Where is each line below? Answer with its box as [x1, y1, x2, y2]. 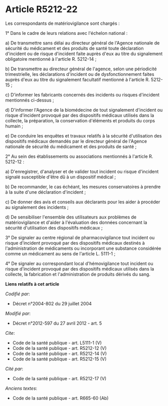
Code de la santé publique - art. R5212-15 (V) [12, 355, 107, 362]
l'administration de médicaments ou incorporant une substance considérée [5, 245, 161, 251]
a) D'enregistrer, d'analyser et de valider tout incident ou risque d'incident [5, 168, 159, 174]
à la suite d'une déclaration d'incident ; [5, 189, 86, 195]
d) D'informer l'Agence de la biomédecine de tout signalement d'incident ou [5, 107, 163, 113]
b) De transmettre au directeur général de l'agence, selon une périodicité [5, 66, 157, 72]
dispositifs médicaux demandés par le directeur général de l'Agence [5, 138, 147, 144]
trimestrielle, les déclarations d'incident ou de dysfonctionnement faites [5, 71, 155, 77]
